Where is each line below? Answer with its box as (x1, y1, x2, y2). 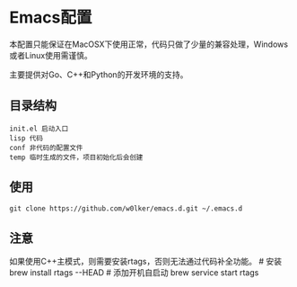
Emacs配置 (9, 7, 92, 28)
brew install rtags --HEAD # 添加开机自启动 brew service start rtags (9, 267, 259, 278)
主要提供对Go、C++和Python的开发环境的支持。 (9, 68, 188, 80)
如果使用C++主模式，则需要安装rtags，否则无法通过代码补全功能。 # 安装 (9, 256, 283, 267)
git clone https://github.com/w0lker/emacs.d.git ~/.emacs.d (9, 203, 243, 213)
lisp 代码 (9, 133, 43, 143)
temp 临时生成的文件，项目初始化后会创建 (9, 153, 144, 162)
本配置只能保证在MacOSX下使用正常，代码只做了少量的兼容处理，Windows (9, 39, 289, 49)
